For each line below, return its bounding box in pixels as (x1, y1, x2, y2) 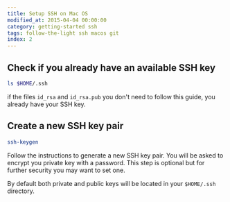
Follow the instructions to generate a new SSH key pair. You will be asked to (7, 151, 224, 160)
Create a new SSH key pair (7, 120, 124, 132)
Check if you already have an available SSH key (7, 62, 216, 74)
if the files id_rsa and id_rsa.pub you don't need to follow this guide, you (7, 92, 216, 101)
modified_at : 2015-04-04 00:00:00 (7, 17, 107, 24)
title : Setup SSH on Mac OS (7, 10, 89, 17)
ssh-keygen (7, 138, 39, 146)
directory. (7, 187, 35, 195)
